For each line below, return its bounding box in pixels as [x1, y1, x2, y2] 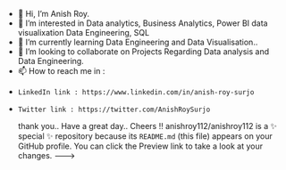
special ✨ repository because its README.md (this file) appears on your [17, 131, 273, 142]
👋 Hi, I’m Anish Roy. [17, 9, 90, 19]
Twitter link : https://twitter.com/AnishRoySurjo [17, 105, 211, 114]
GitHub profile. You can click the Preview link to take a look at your [17, 141, 264, 151]
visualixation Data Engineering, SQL [17, 28, 150, 37]
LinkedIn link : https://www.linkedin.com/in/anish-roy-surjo [17, 88, 255, 97]
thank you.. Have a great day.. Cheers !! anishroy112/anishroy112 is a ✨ [17, 121, 277, 131]
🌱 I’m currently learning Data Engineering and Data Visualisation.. [17, 36, 258, 47]
